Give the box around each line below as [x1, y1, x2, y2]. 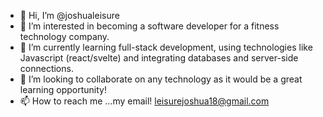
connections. [19, 63, 74, 74]
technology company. [19, 31, 110, 42]
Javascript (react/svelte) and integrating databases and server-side [19, 52, 299, 64]
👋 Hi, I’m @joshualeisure [19, 10, 120, 21]
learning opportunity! [19, 84, 107, 95]
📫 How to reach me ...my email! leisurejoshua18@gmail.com [19, 95, 270, 107]
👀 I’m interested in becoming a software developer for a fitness [19, 20, 280, 32]
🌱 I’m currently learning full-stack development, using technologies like [19, 41, 313, 53]
